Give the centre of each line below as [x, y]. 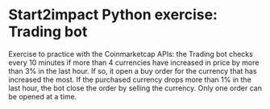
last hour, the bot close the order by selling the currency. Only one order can [135, 88]
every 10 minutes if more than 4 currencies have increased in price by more [134, 63]
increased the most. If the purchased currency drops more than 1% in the [130, 79]
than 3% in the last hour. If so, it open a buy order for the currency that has [133, 71]
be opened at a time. [43, 96]
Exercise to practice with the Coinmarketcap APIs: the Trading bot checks [131, 54]
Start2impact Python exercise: [113, 15]
